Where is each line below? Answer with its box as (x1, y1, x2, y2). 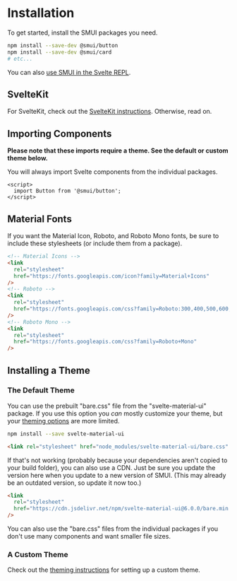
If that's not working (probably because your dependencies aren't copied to (7, 456, 228, 464)
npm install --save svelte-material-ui (7, 430, 125, 438)
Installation (7, 5, 75, 21)
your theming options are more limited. (7, 416, 120, 425)
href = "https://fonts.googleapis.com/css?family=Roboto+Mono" (13, 338, 197, 346)
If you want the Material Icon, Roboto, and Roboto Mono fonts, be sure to (7, 232, 219, 240)
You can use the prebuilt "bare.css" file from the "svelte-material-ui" (7, 401, 207, 410)
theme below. (7, 154, 48, 163)
